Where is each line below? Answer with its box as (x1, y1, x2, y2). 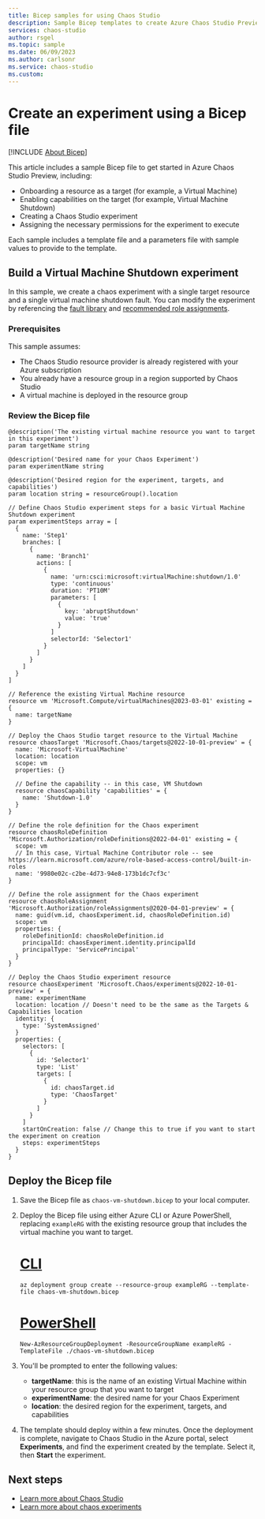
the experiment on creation (8, 1132, 101, 1140)
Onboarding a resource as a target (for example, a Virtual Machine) (19, 186, 238, 196)
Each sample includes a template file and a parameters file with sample (8, 234, 239, 245)
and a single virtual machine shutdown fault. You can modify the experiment (8, 295, 256, 305)
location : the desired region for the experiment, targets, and (31, 1401, 227, 1411)
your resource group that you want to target (31, 1384, 174, 1394)
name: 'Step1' (22, 531, 69, 539)
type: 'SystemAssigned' (22, 1021, 101, 1030)
